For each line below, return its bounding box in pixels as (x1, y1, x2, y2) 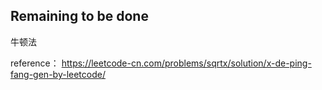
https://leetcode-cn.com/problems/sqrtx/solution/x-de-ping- (61, 57, 312, 69)
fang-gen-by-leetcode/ (10, 68, 106, 80)
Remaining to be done (10, 8, 149, 25)
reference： (10, 57, 60, 69)
